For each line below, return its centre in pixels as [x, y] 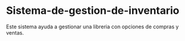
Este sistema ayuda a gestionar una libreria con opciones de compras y [92, 27]
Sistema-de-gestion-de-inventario [93, 11]
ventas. [15, 32]
